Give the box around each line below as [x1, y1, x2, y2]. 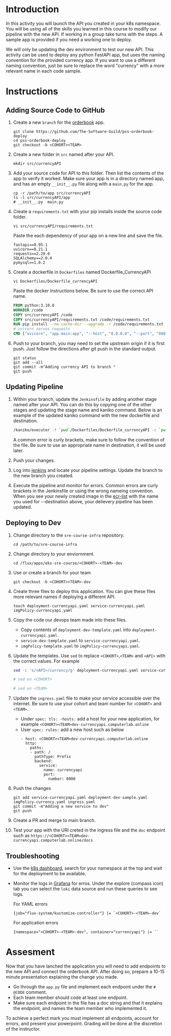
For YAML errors [13, 901, 48, 907]
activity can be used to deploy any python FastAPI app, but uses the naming [6, 52, 165, 58]
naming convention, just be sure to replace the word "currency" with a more [6, 62, 164, 68]
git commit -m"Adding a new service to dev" [13, 804, 109, 809]
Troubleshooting [6, 851, 60, 860]
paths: [30, 745, 44, 750]
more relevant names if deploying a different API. [13, 594, 116, 600]
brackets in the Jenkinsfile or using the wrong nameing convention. [13, 488, 154, 494]
